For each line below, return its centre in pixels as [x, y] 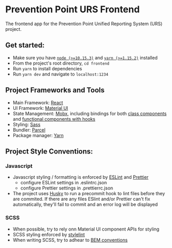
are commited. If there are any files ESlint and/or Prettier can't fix [81, 199]
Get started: [25, 45]
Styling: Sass [26, 124]
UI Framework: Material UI [40, 108]
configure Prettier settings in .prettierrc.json [67, 188]
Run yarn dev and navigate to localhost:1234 [61, 74]
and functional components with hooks [54, 119]
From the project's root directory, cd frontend [61, 63]
